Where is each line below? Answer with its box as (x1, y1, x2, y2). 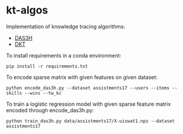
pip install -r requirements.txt (6, 63, 88, 69)
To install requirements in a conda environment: (6, 52, 122, 59)
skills (6, 90, 22, 96)
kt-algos (6, 4, 48, 17)
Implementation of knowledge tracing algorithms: (6, 23, 125, 30)
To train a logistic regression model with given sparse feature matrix (6, 101, 171, 108)
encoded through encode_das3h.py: (6, 106, 94, 113)
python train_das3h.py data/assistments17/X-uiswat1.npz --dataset (6, 118, 175, 124)
